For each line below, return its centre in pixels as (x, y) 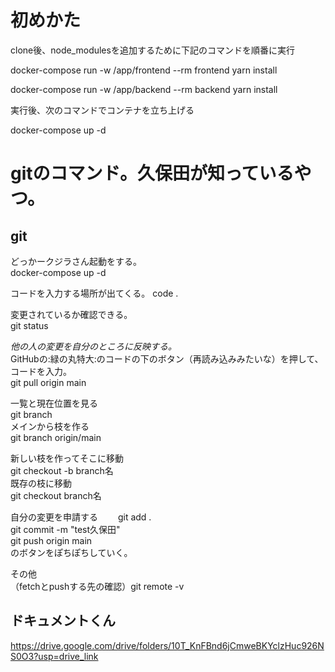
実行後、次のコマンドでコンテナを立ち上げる (102, 110)
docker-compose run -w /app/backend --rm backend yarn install (144, 89)
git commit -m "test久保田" (65, 529)
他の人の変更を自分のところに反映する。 (93, 346)
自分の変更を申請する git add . (81, 517)
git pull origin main (48, 382)
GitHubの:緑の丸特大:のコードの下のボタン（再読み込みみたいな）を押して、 (167, 358)
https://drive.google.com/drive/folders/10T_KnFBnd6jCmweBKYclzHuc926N (167, 645)
